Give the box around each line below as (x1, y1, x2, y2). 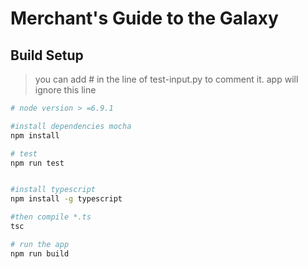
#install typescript (10, 185, 97, 195)
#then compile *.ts (10, 212, 92, 222)
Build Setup (10, 47, 84, 64)
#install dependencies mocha (10, 121, 132, 131)
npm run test (10, 158, 65, 168)
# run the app (10, 239, 70, 249)
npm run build (10, 248, 70, 259)
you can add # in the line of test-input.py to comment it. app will (34, 73, 299, 85)
